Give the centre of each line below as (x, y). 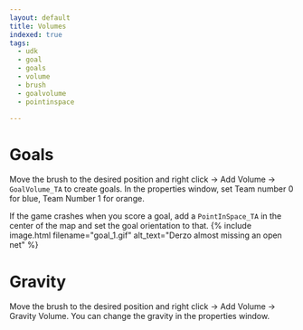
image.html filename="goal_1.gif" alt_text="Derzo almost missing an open (146, 235)
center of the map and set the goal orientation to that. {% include (130, 226)
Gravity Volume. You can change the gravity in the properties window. (139, 316)
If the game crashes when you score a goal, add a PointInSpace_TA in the (146, 216)
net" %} (24, 245)
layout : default (40, 18)
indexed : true (36, 34)
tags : (19, 43)
